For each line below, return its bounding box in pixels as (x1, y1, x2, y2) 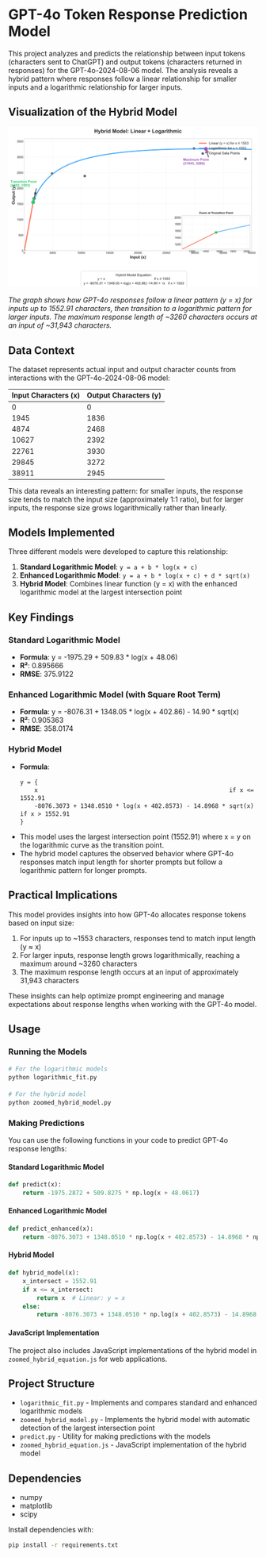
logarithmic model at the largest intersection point (19, 587, 183, 597)
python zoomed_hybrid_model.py (8, 1098, 112, 1106)
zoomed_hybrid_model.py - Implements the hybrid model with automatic (19, 1415, 251, 1424)
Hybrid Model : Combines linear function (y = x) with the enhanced (19, 579, 237, 589)
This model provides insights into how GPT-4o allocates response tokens (8, 909, 247, 919)
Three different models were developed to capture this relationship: (8, 547, 228, 556)
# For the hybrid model (8, 1090, 87, 1098)
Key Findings (8, 610, 74, 624)
